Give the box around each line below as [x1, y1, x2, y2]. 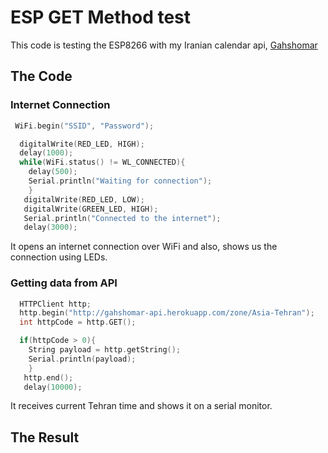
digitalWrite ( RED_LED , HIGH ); [19, 139, 145, 149]
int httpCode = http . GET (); [19, 317, 137, 328]
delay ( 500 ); [28, 167, 78, 177]
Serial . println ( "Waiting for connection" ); [28, 176, 213, 186]
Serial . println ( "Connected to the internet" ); [23, 213, 222, 223]
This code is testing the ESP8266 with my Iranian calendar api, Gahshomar [10, 39, 318, 51]
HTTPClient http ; [19, 299, 92, 309]
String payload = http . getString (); [28, 345, 182, 355]
